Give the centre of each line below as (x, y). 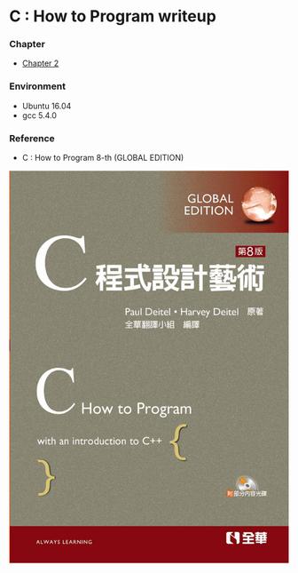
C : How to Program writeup (113, 16)
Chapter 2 (40, 63)
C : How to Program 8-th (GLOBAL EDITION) (103, 158)
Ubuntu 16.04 (47, 106)
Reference (32, 138)
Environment (38, 86)
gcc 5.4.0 (39, 115)
